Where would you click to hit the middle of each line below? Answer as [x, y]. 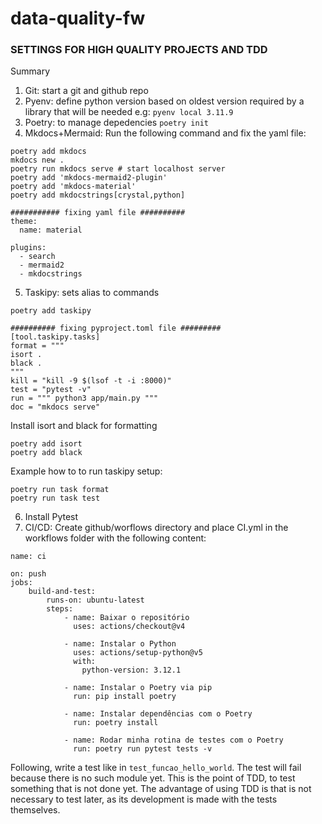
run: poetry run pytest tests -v [143, 749]
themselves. [35, 810]
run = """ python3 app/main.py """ [84, 398]
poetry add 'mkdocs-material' [73, 187]
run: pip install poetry [125, 697]
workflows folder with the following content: [115, 538]
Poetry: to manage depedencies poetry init [116, 123]
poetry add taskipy [51, 311]
